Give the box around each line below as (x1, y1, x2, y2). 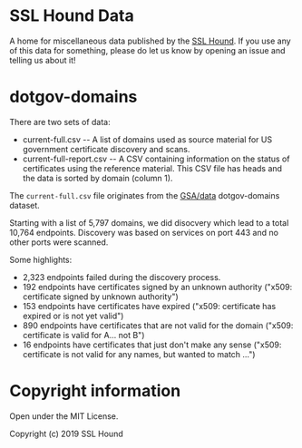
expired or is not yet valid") (22, 310, 124, 321)
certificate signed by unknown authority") (22, 291, 179, 302)
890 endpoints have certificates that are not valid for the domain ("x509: (22, 319, 294, 331)
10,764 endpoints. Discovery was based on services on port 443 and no (9, 227, 279, 238)
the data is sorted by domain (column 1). (22, 172, 173, 183)
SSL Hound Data (9, 5, 134, 26)
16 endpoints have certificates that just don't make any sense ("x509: (22, 339, 282, 350)
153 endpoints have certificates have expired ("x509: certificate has (22, 300, 277, 311)
